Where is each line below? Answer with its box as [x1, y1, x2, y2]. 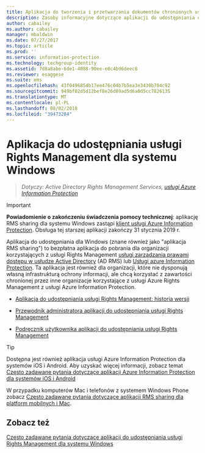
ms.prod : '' [6, 49, 37, 55]
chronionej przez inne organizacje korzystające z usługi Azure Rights [6, 277, 180, 284]
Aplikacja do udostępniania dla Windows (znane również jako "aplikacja [6, 238, 186, 246]
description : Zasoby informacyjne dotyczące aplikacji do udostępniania [6, 15, 195, 21]
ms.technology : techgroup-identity [6, 60, 97, 66]
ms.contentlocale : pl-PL [6, 99, 70, 105]
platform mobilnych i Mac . [6, 400, 72, 407]
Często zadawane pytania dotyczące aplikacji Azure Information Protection [6, 368, 195, 376]
